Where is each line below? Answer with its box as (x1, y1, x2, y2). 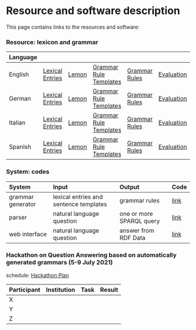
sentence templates (52, 200, 107, 208)
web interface (9, 230, 47, 238)
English (9, 70, 29, 78)
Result (100, 286, 118, 294)
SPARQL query (119, 216, 160, 225)
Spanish (9, 143, 32, 151)
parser (9, 213, 27, 221)
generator (9, 200, 36, 208)
